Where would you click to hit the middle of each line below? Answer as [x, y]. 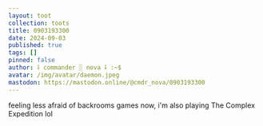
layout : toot [30, 16]
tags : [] [23, 53]
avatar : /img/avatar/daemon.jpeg [64, 75]
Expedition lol [31, 113]
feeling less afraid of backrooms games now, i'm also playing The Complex [132, 105]
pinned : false [32, 61]
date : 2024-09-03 [37, 38]
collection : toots [39, 23]
